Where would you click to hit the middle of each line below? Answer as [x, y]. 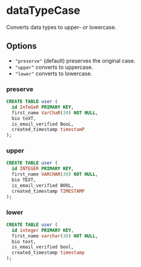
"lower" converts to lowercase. [53, 74]
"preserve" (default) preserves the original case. [75, 60]
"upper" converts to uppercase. [54, 67]
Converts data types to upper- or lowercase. [61, 27]
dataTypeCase [43, 11]
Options [22, 46]
